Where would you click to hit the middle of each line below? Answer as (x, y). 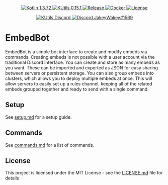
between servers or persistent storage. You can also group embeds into (80, 73)
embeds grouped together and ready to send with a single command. (77, 89)
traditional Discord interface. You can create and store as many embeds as (82, 62)
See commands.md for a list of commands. (50, 145)
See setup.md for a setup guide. (38, 117)
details (12, 178)
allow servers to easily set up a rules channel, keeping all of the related (79, 83)
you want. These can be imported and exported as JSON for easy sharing (82, 67)
